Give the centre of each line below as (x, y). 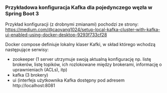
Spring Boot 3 (22, 13)
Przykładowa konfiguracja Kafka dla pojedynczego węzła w (79, 7)
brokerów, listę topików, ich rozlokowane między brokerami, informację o (87, 65)
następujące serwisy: (27, 50)
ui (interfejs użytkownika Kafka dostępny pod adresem (68, 80)
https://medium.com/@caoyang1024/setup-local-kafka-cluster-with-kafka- (83, 30)
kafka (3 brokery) (30, 75)
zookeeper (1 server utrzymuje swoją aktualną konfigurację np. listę (82, 59)
